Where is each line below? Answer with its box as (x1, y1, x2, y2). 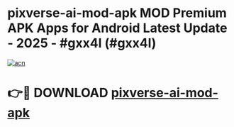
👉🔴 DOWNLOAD (7, 85, 108, 101)
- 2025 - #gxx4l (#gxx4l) (7, 35, 157, 51)
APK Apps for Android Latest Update (7, 20, 228, 36)
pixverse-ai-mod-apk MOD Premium (7, 5, 227, 21)
